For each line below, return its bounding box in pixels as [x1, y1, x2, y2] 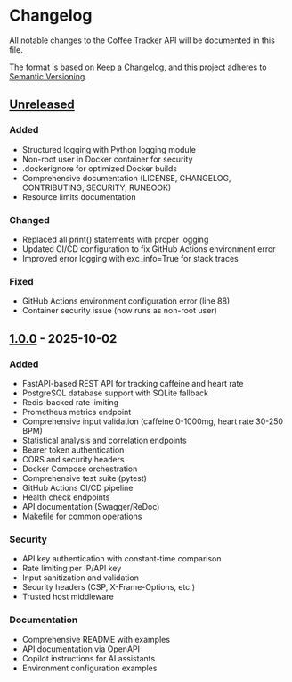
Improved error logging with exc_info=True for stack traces [21, 253, 239, 263]
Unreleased [9, 97, 76, 112]
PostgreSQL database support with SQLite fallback [21, 387, 209, 398]
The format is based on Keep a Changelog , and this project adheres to [9, 62, 267, 72]
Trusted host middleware [21, 591, 114, 603]
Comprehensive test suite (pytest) [21, 472, 147, 483]
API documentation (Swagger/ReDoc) [21, 501, 160, 511]
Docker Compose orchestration [21, 463, 138, 474]
